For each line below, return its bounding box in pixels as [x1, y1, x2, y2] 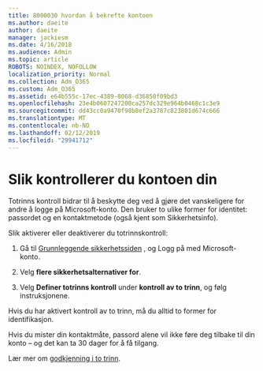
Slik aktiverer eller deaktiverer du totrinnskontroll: [8, 228, 168, 238]
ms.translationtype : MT [8, 114, 87, 122]
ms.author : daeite [8, 19, 69, 27]
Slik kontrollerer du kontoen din [8, 171, 218, 188]
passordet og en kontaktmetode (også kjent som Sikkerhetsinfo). [8, 213, 219, 223]
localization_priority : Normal [8, 70, 111, 78]
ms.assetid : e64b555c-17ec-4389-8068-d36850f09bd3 [8, 92, 178, 100]
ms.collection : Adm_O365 [8, 77, 90, 85]
